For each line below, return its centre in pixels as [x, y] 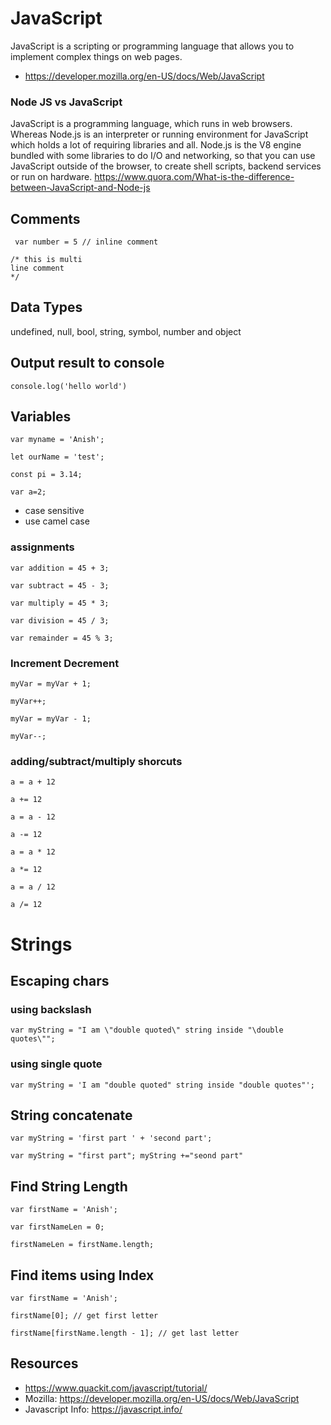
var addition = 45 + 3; [60, 568]
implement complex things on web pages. [96, 56]
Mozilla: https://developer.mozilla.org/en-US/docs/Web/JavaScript [162, 1398]
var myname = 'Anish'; [57, 440]
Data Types [46, 307]
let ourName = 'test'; [57, 457]
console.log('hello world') [69, 386]
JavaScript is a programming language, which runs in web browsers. [151, 124]
